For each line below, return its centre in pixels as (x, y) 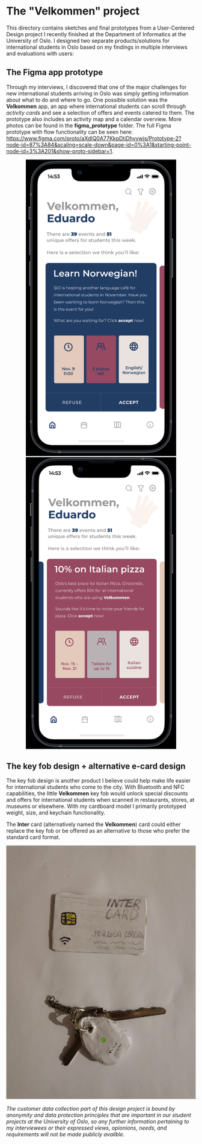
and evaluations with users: (40, 53)
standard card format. (33, 837)
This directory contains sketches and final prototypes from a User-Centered (100, 28)
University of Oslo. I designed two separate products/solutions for (88, 40)
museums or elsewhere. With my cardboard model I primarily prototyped (96, 806)
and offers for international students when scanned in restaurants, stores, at (100, 800)
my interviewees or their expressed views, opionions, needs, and (87, 1128)
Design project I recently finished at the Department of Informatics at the (96, 34)
